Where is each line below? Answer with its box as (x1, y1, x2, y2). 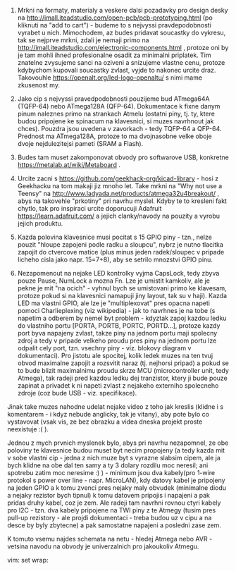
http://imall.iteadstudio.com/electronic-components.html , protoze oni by (17, 44, 229, 51)
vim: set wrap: (7, 556, 49, 564)
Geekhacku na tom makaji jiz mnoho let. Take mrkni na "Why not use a (17, 182, 223, 190)
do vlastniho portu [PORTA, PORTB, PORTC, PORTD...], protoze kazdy (17, 321, 221, 330)
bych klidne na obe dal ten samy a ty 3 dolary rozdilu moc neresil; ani (7, 461, 209, 469)
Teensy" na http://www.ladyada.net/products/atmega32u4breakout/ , (17, 190, 220, 197)
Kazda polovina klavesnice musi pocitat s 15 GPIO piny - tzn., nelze (17, 233, 213, 241)
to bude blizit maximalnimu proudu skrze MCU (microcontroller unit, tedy (17, 367, 229, 374)
